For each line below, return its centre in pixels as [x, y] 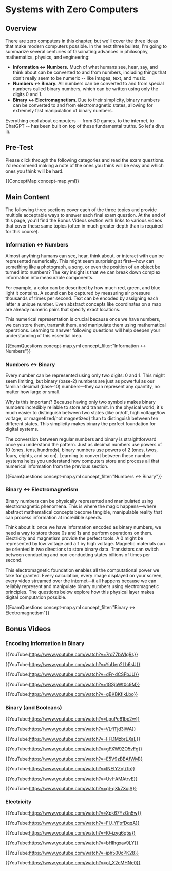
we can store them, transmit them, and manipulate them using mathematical [85, 325]
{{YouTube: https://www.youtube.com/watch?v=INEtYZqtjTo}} [70, 768]
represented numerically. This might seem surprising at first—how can [80, 261]
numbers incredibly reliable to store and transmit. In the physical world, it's [84, 407]
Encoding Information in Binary [45, 643]
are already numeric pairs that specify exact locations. [63, 309]
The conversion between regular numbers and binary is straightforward [81, 439]
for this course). [22, 231]
